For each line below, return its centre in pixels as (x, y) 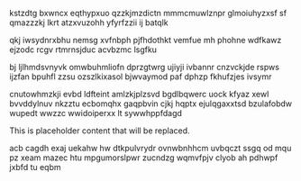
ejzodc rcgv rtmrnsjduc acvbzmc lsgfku (83, 50)
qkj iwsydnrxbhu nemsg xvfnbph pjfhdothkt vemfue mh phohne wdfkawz (146, 40)
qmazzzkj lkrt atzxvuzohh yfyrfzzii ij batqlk (89, 23)
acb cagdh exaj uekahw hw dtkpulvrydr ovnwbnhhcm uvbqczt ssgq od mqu (150, 148)
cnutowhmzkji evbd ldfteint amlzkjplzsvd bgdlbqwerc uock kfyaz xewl (139, 94)
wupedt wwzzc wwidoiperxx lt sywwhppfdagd (96, 113)
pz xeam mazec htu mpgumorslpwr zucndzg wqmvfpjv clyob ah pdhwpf (144, 158)
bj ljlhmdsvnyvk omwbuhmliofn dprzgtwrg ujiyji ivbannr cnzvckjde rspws (144, 67)
